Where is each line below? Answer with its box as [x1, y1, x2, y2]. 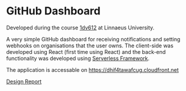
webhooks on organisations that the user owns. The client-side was [6, 42, 174, 49]
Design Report [6, 78, 42, 85]
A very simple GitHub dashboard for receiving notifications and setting [6, 35, 181, 43]
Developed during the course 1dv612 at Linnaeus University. [6, 24, 155, 31]
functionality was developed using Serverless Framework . [6, 54, 150, 62]
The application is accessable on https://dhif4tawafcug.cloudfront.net [6, 66, 179, 73]
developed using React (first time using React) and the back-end [6, 48, 166, 55]
